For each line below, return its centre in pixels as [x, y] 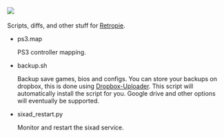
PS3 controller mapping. [51, 52]
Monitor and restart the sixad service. [70, 127]
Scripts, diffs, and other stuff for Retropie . [66, 25]
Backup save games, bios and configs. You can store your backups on [117, 78]
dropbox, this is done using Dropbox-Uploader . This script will [105, 86]
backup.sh [32, 65]
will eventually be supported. [58, 101]
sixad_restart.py [40, 114]
